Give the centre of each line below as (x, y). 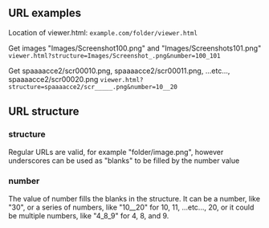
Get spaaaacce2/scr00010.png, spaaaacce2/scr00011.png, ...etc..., (119, 71)
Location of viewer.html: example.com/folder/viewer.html (103, 32)
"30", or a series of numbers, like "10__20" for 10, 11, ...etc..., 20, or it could (131, 207)
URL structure (44, 112)
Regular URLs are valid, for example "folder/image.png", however (116, 152)
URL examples (45, 13)
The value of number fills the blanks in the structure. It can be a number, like (134, 198)
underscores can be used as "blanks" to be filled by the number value (124, 161)
